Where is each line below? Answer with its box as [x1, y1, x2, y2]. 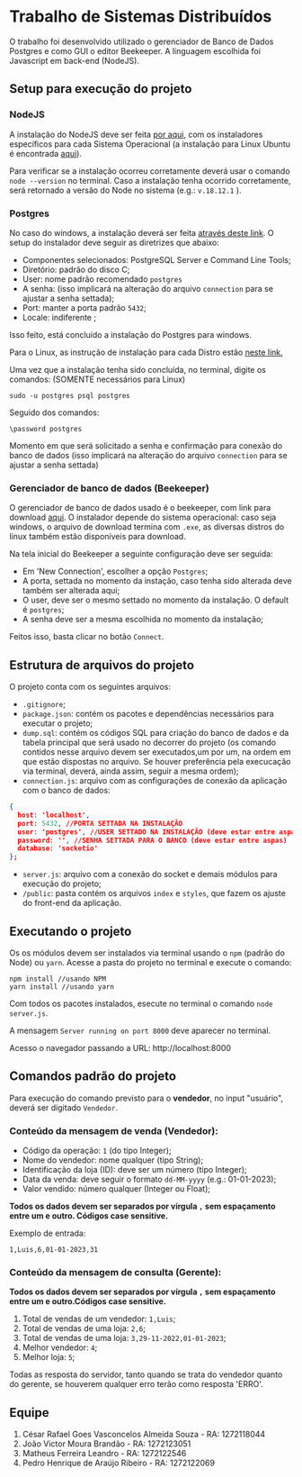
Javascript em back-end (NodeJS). [9, 55, 139, 66]
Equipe [9, 1405, 49, 1420]
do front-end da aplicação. [22, 898, 122, 909]
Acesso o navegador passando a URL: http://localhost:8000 [9, 1042, 232, 1053]
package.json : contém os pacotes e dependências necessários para [22, 709, 274, 720]
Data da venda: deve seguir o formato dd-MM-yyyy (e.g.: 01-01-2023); [22, 1173, 277, 1185]
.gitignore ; [22, 699, 66, 710]
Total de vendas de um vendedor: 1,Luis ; [22, 1313, 176, 1325]
